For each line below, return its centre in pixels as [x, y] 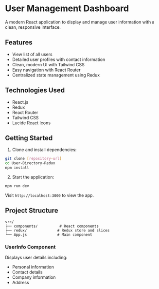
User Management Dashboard [67, 9]
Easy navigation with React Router [46, 70]
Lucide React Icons [31, 123]
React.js [20, 102]
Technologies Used [35, 90]
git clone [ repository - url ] [34, 159]
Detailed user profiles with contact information [59, 59]
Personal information [33, 267]
